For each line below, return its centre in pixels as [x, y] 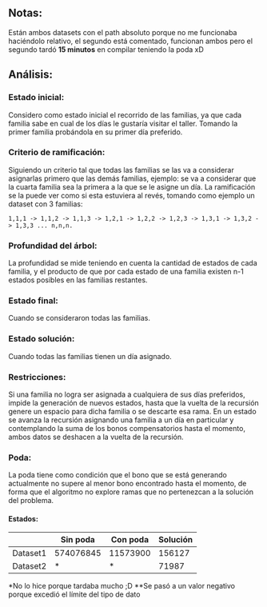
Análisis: [31, 75]
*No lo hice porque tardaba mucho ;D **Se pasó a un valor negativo [122, 586]
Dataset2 [30, 566]
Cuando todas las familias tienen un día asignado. [90, 356]
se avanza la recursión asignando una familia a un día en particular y [121, 420]
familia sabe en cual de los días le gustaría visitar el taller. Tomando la [123, 123]
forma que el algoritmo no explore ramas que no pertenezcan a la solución [131, 492]
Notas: [25, 13]
